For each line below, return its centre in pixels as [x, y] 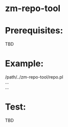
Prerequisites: [34, 31]
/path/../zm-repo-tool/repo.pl [34, 77]
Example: [24, 64]
